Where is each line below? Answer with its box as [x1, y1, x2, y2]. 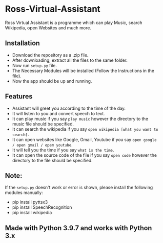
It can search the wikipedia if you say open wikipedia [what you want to [12, 126, 159, 132]
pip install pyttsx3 [12, 199, 48, 205]
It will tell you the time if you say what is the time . [12, 147, 114, 153]
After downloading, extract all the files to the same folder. [12, 57, 128, 63]
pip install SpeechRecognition [12, 204, 72, 210]
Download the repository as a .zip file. [12, 52, 89, 58]
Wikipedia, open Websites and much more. [5, 24, 91, 30]
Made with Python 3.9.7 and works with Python [5, 224, 152, 232]
